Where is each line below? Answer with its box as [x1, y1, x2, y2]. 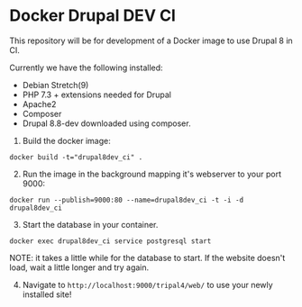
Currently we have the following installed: [9, 62, 164, 73]
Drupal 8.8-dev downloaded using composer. [22, 118, 191, 129]
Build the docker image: [22, 135, 111, 146]
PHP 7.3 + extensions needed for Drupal [22, 89, 171, 100]
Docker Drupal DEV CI [9, 5, 176, 26]
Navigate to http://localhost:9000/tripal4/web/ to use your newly [22, 279, 273, 290]
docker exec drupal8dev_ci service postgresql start [9, 236, 212, 246]
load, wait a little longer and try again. [9, 262, 150, 273]
